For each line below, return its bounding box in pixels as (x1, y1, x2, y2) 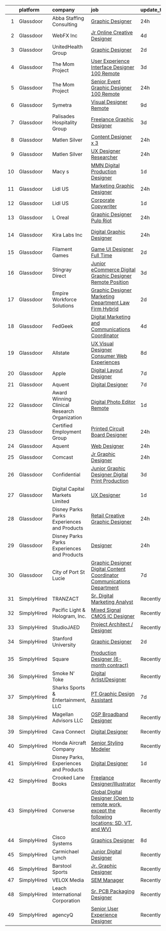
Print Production (91, 477, 129, 484)
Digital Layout (91, 367, 123, 374)
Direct (52, 273, 67, 279)
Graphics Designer (91, 837, 134, 844)
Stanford (52, 635, 73, 642)
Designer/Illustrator (91, 780, 136, 787)
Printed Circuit (91, 425, 124, 432)
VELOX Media (52, 877, 84, 883)
